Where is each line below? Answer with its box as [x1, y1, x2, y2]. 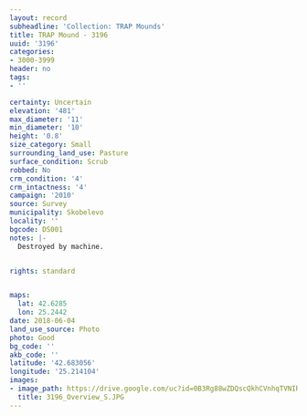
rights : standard [9, 266, 76, 276]
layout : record [9, 13, 68, 23]
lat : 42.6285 [17, 299, 68, 308]
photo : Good [9, 333, 55, 342]
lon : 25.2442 [17, 307, 68, 317]
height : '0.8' [9, 131, 64, 141]
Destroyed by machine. [17, 242, 104, 251]
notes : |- [9, 234, 48, 243]
